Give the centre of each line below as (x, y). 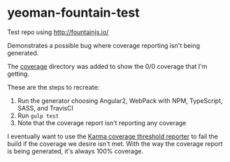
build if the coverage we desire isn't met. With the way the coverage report (115, 143)
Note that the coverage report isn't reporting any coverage (102, 122)
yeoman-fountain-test (73, 13)
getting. (19, 74)
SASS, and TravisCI (45, 108)
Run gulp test (38, 115)
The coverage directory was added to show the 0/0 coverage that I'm (107, 66)
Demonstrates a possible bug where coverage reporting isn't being (104, 45)
